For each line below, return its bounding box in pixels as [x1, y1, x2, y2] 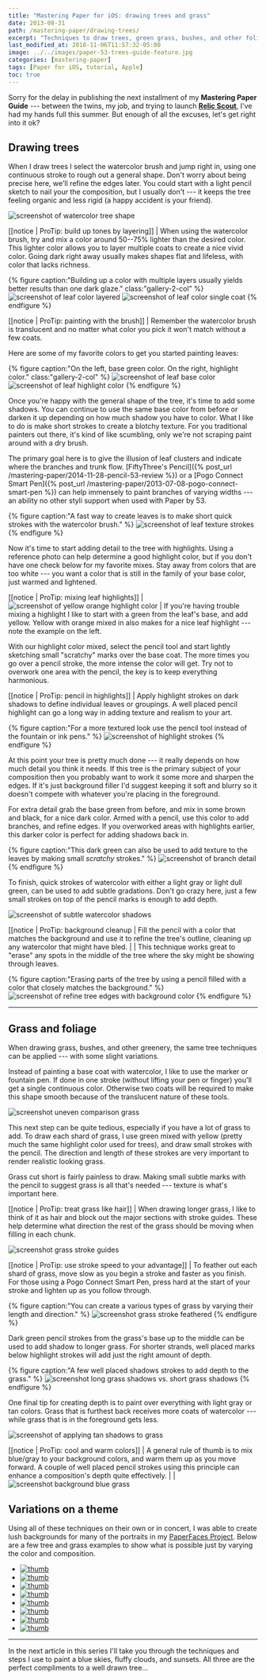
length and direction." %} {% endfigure [8, 1310, 257, 1319]
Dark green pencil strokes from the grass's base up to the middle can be [8, 1334, 245, 1343]
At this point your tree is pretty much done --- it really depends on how [8, 755, 240, 765]
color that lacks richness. [8, 260, 91, 270]
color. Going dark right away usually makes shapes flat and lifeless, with [8, 252, 244, 261]
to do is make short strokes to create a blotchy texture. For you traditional [8, 422, 248, 431]
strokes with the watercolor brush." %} [8, 519, 135, 529]
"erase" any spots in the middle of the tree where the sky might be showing [8, 951, 255, 960]
